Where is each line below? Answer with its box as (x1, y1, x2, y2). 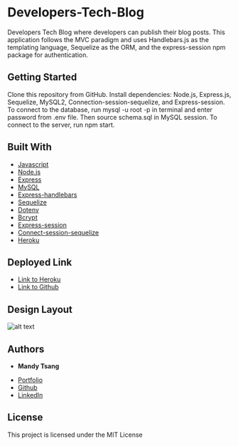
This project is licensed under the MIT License (7, 430, 144, 439)
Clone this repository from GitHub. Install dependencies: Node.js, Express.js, (7, 90, 232, 98)
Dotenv (17, 205, 39, 214)
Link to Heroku (17, 275, 61, 284)
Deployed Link (7, 256, 72, 268)
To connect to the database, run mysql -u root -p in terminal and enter (7, 105, 213, 114)
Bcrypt (17, 213, 38, 222)
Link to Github (17, 283, 59, 291)
